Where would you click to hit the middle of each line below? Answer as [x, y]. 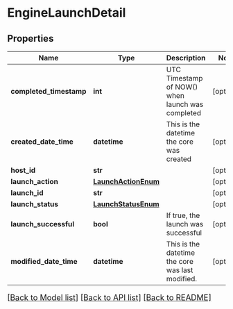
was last [180, 270]
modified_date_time [44, 261]
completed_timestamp [49, 91]
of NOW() [182, 87]
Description [186, 58]
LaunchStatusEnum [126, 204]
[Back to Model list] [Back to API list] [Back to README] [109, 298]
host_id [23, 170]
